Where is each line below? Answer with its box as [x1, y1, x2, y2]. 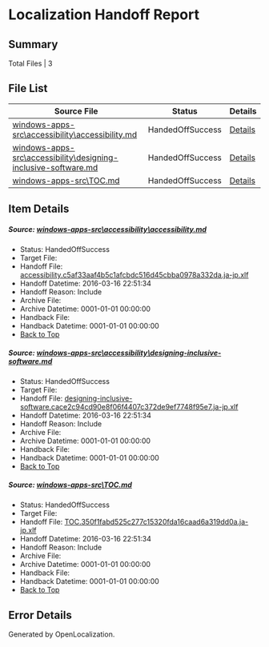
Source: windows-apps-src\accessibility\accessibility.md [8, 224, 207, 234]
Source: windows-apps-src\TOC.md [8, 480, 132, 489]
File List [8, 82, 48, 95]
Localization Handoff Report [8, 6, 200, 24]
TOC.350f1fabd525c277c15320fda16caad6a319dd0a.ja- [64, 517, 249, 527]
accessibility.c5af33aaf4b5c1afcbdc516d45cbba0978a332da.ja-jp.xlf [19, 270, 249, 280]
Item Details [8, 202, 70, 216]
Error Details [8, 608, 72, 621]
